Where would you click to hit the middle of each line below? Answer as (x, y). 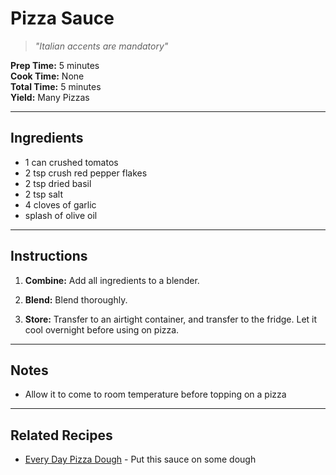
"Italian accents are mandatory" (101, 46)
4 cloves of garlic (60, 204)
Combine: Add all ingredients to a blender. (112, 280)
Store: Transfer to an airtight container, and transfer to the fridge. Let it (171, 319)
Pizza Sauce (62, 18)
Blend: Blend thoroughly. (76, 299)
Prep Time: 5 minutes (55, 65)
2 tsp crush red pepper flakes (86, 173)
